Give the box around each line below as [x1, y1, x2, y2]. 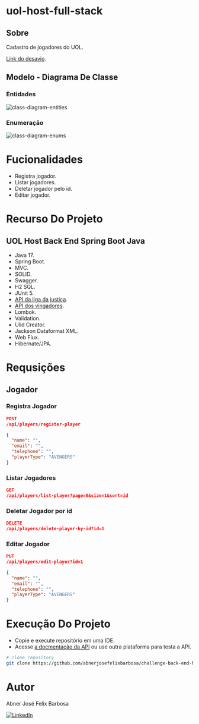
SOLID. [14, 270, 32, 278]
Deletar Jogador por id [6, 506, 72, 515]
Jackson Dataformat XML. [14, 327, 79, 334]
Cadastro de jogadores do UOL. [6, 43, 84, 51]
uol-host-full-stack [6, 4, 103, 18]
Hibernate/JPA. [14, 340, 52, 347]
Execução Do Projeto [6, 617, 111, 631]
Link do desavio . [6, 55, 46, 62]
